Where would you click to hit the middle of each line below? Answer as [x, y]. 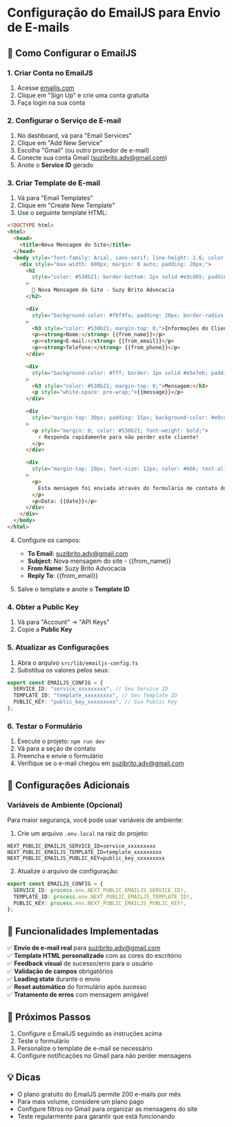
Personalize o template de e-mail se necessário [85, 1048]
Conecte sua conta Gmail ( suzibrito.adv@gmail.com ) [92, 158]
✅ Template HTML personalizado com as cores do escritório [94, 956]
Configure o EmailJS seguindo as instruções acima [89, 1033]
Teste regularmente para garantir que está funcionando [96, 1116]
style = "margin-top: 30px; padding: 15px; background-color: [120, 418]
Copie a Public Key [45, 629]
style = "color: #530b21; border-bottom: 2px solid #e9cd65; [119, 277]
